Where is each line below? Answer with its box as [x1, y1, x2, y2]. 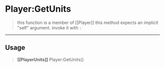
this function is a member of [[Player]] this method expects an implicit [17, 20, 159, 25]
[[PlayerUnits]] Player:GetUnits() [17, 56, 84, 62]
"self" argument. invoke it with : [17, 24, 82, 30]
